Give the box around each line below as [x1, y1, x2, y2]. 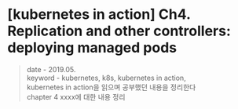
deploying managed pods [7, 39, 178, 56]
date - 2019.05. [26, 64, 76, 74]
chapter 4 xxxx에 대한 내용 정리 [26, 92, 126, 101]
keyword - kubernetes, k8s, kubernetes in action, [26, 73, 186, 82]
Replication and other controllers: [7, 22, 231, 40]
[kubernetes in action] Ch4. [7, 5, 191, 24]
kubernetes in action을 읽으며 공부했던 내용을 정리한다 [26, 82, 196, 92]
